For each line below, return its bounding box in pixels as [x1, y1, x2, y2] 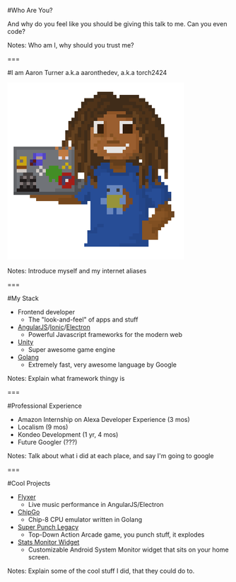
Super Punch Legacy [17, 523, 79, 531]
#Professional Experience [7, 401, 83, 410]
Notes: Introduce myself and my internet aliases [7, 267, 147, 275]
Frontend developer [17, 308, 76, 316]
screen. [28, 553, 51, 561]
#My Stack [7, 294, 39, 302]
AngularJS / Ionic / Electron [17, 323, 90, 331]
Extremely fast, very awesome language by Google [28, 360, 177, 369]
